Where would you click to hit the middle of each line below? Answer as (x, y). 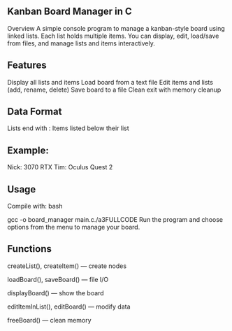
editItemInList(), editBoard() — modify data (69, 307)
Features (27, 65)
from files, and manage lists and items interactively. (81, 43)
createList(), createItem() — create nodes (67, 266)
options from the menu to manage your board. (74, 227)
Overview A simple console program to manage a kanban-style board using (116, 28)
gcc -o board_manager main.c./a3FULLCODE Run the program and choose (115, 220)
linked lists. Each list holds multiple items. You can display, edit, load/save (113, 36)
